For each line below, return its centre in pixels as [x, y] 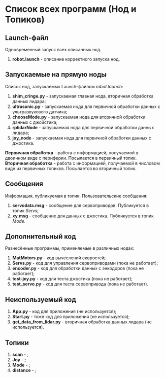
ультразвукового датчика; [40, 111]
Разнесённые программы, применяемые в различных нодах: [70, 248]
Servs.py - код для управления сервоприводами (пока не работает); [85, 263]
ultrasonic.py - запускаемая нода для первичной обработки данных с [86, 106]
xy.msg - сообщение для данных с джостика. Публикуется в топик [83, 216]
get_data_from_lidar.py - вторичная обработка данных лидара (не [82, 322]
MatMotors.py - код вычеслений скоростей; [59, 258]
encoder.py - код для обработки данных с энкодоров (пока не [78, 268]
